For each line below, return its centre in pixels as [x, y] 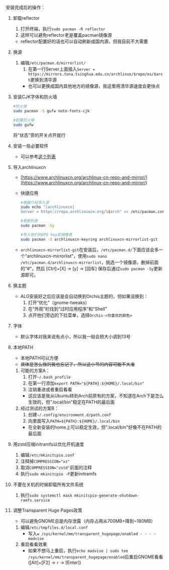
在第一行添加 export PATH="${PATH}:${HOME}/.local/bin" [86, 383]
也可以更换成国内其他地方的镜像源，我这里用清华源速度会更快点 [94, 86]
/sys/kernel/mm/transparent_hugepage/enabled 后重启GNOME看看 [96, 557]
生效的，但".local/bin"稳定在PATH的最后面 [71, 402]
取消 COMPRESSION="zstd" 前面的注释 [56, 467]
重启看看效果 [34, 544]
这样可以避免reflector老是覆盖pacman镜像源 [66, 35]
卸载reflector [26, 18]
